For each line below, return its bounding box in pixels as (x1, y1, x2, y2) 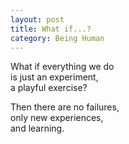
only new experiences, (10, 112, 104, 124)
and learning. (10, 122, 65, 135)
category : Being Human (10, 33, 105, 43)
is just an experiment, (10, 71, 99, 83)
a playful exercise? (10, 82, 88, 94)
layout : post (10, 14, 65, 25)
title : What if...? (10, 24, 92, 34)
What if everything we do (10, 61, 115, 73)
